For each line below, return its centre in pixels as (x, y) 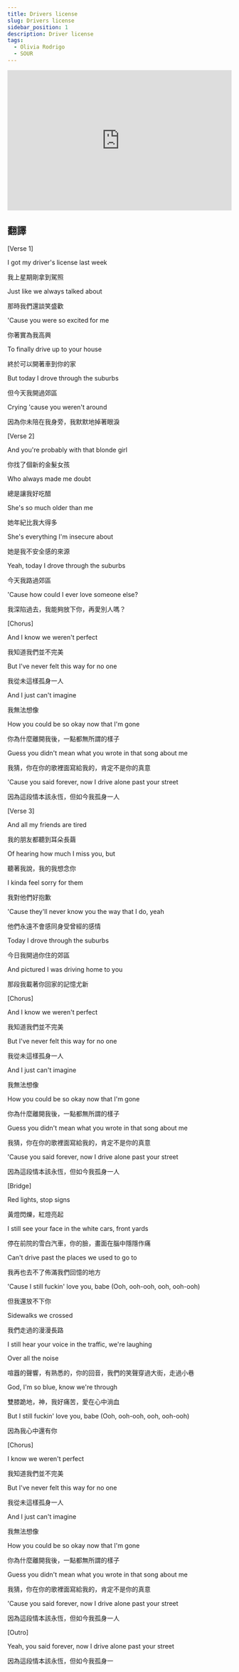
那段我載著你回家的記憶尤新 (48, 984)
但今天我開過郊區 (32, 393)
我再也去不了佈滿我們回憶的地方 (54, 1272)
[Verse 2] (21, 436)
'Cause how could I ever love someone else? (73, 594)
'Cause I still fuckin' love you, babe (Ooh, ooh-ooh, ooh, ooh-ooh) (104, 1286)
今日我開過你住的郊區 (38, 955)
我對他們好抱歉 (29, 897)
